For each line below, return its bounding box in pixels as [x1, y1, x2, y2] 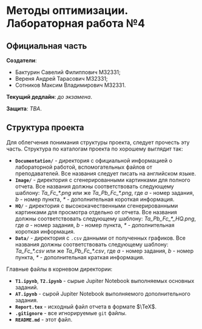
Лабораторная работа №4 [6, 16, 146, 30]
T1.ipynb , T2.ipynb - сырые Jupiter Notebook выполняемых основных [15, 277, 195, 284]
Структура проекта [6, 123, 84, 133]
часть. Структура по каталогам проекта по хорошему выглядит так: [6, 145, 183, 152]
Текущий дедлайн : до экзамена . [6, 93, 93, 100]
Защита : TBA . [6, 105, 42, 112]
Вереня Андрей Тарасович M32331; [15, 75, 108, 82]
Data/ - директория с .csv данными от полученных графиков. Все [15, 234, 186, 242]
